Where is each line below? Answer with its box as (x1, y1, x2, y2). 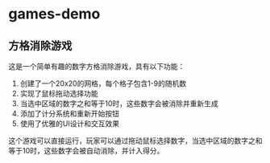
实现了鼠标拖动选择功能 (19, 89, 98, 98)
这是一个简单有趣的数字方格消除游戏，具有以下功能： (8, 62, 185, 71)
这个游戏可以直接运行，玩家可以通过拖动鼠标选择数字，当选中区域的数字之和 (8, 136, 263, 145)
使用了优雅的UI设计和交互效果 (19, 119, 119, 128)
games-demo (8, 5, 101, 23)
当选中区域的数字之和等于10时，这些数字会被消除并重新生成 (19, 99, 219, 108)
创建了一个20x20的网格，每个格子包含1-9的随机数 (19, 79, 187, 88)
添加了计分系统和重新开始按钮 (19, 109, 119, 118)
